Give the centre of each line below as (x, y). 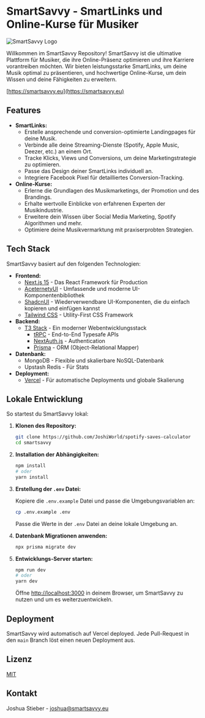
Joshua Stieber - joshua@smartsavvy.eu (58, 708)
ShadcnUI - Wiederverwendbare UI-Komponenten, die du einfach (107, 301)
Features (24, 111)
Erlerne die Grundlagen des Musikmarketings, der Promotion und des (112, 190)
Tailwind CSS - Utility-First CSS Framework (79, 315)
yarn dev (26, 581)
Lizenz (19, 659)
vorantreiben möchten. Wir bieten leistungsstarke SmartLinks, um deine (97, 66)
